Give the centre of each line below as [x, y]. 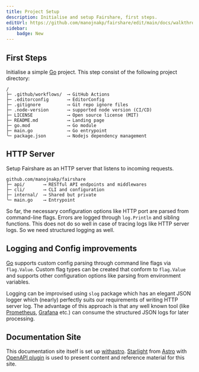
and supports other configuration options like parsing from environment [94, 275]
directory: [18, 78]
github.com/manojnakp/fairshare [46, 179]
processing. [21, 319]
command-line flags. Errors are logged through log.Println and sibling [93, 217]
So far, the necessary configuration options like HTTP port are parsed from [98, 211]
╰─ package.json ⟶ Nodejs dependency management [76, 136]
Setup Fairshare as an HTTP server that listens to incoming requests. [90, 168]
